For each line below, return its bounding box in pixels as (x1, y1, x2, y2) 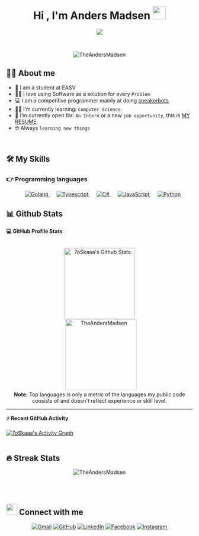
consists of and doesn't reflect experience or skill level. (32, 397, 167, 405)
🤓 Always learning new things (14, 124, 91, 131)
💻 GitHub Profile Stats (6, 228, 63, 235)
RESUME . (14, 118, 38, 125)
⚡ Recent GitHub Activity (6, 415, 69, 422)
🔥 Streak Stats (6, 453, 60, 463)
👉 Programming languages (6, 175, 88, 184)
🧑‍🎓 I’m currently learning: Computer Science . (14, 105, 123, 113)
